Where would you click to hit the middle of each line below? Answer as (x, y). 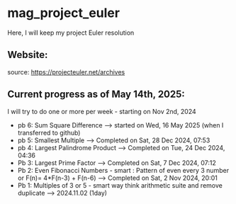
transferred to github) (49, 132)
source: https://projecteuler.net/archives (66, 72)
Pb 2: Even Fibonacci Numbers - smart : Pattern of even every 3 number (123, 170)
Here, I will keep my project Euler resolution (71, 33)
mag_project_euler (64, 13)
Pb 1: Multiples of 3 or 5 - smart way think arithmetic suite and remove (120, 185)
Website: (28, 55)
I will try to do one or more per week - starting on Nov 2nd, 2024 (102, 111)
